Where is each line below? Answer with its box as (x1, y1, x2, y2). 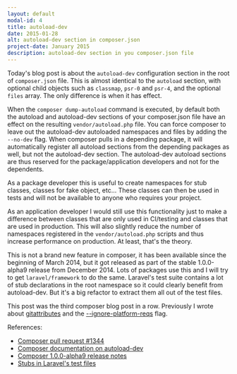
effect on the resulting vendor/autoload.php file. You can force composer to (7, 120, 226, 128)
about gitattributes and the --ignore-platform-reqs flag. (7, 309, 168, 318)
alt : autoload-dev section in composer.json (7, 37, 140, 44)
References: (7, 323, 42, 331)
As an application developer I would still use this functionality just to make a (7, 207, 227, 216)
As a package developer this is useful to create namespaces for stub (7, 178, 207, 187)
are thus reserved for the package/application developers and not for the (7, 157, 220, 166)
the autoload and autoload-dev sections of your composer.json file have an (7, 112, 226, 120)
